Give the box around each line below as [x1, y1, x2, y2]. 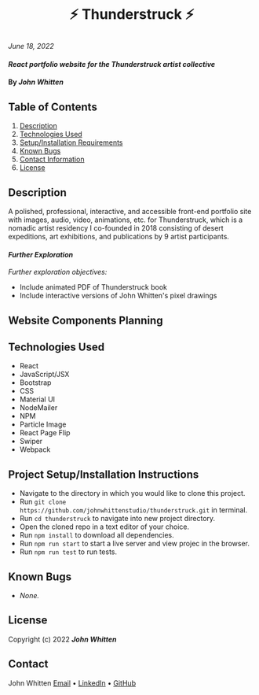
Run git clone [19, 497, 67, 507]
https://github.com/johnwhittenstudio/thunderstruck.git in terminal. [19, 505, 248, 515]
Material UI [19, 394, 56, 405]
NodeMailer [19, 403, 58, 412]
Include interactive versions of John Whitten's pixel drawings [19, 291, 217, 301]
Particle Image [19, 420, 67, 429]
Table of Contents [8, 100, 98, 113]
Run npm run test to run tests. [19, 547, 118, 556]
